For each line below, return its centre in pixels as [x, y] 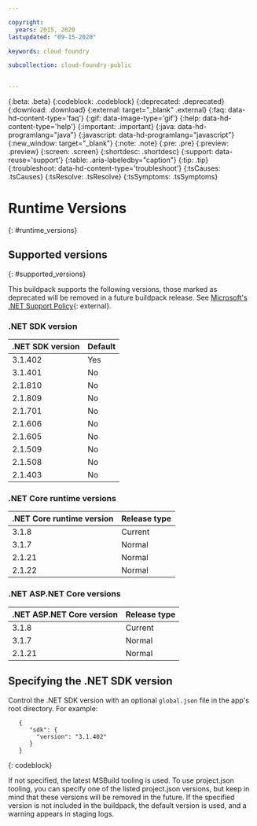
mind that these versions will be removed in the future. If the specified [121, 797]
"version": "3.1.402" [72, 736]
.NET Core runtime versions [62, 499]
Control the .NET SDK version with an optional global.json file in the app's [129, 700]
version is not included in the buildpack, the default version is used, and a [127, 805]
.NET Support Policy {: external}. [60, 306]
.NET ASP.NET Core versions [64, 594]
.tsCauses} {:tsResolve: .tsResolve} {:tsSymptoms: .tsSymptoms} [113, 177]
